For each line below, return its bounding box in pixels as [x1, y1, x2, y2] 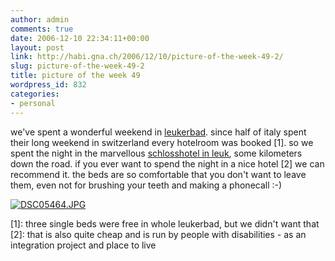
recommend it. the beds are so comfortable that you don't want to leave [10, 168, 307, 180]
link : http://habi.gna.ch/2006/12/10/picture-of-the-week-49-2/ [10, 52, 284, 62]
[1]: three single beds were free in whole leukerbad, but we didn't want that [10, 217, 320, 230]
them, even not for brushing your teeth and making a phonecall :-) [10, 179, 283, 191]
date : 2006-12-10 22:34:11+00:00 [10, 33, 150, 43]
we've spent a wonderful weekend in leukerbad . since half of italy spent [10, 126, 307, 138]
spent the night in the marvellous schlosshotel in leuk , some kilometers [10, 147, 303, 159]
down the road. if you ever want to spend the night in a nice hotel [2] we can [10, 157, 325, 170]
